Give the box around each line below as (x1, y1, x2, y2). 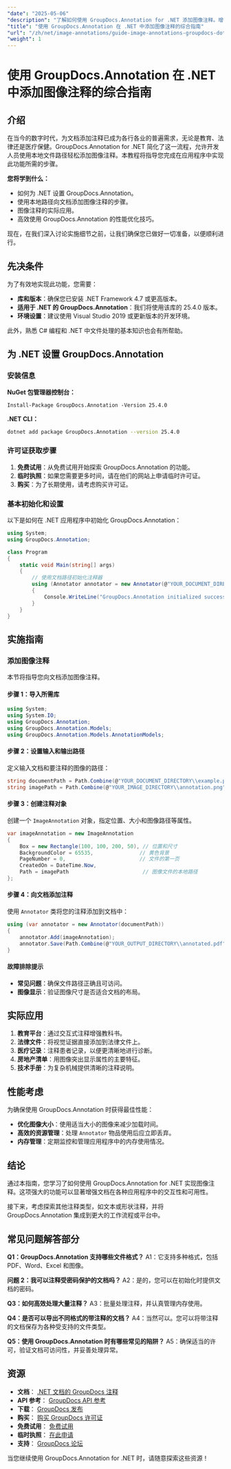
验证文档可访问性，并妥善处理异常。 (19, 1346, 122, 1354)
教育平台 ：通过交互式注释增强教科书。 (16, 1029, 126, 1037)
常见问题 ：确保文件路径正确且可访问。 (16, 979, 126, 987)
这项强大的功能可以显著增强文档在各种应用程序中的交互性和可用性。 (19, 1188, 212, 1196)
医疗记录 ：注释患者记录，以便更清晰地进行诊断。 (16, 1046, 156, 1055)
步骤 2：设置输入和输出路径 (7, 747, 85, 756)
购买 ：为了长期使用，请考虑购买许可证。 (16, 480, 132, 488)
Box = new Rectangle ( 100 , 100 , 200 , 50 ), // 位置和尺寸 (19, 842, 178, 850)
